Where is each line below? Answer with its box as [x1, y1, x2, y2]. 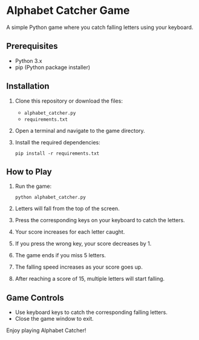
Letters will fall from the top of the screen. [15, 205, 120, 212]
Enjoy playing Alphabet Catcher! [6, 327, 86, 334]
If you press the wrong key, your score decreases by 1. [15, 240, 152, 248]
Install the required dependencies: [15, 138, 101, 146]
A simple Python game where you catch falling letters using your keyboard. [6, 24, 194, 31]
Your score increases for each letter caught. [15, 228, 125, 236]
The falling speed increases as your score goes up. [15, 263, 143, 271]
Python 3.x [15, 57, 42, 64]
